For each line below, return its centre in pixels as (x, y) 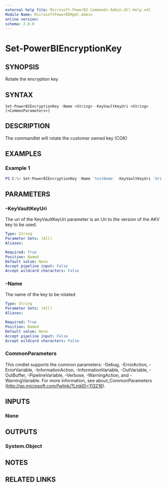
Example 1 (18, 168)
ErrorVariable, (19, 370)
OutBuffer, (16, 375)
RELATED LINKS (30, 480)
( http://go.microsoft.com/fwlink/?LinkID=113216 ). (55, 386)
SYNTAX (19, 95)
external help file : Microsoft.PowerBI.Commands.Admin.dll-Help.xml (78, 10)
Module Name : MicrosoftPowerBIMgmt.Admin (49, 15)
